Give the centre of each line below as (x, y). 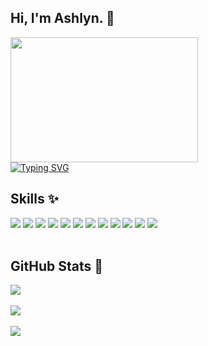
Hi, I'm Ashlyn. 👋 (62, 18)
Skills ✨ (35, 199)
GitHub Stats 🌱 (56, 266)
